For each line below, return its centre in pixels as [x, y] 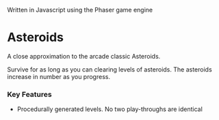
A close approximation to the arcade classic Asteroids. [84, 56]
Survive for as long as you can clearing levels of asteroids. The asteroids [109, 69]
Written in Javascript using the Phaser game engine [80, 10]
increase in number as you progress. [59, 76]
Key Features [30, 94]
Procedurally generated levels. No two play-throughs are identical [110, 109]
